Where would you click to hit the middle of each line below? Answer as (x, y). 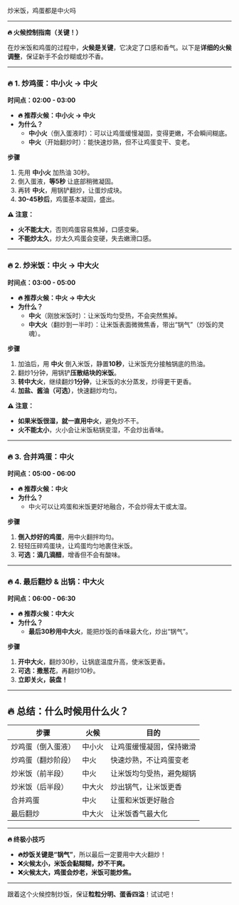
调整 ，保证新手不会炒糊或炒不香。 (57, 56)
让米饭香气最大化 (139, 814)
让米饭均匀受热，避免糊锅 (154, 773)
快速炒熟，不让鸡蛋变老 (150, 760)
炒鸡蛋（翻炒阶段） (43, 760)
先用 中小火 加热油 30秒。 (55, 173)
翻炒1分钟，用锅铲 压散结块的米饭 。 (69, 373)
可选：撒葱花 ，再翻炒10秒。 (58, 671)
